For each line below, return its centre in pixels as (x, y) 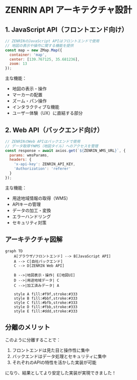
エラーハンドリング (32, 216)
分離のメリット (28, 327)
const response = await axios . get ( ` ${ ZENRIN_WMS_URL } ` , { (65, 150)
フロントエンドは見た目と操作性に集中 (51, 350)
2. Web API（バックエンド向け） (54, 130)
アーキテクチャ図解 (34, 240)
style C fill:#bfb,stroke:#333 (46, 303)
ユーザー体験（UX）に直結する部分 (47, 113)
